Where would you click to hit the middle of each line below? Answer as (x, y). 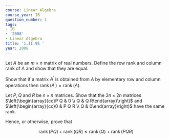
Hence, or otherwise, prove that (39, 122)
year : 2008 (17, 48)
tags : (11, 24)
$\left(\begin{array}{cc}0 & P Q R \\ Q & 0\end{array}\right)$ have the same (85, 106)
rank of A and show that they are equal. (47, 68)
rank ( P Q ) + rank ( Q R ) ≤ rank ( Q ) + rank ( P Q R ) (86, 131)
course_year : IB (23, 15)
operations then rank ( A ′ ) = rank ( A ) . (43, 85)
